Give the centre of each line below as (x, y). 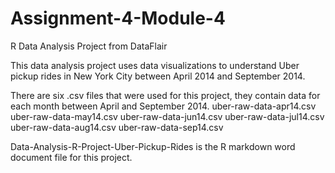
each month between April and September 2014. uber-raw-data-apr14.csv (163, 106)
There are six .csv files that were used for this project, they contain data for (165, 95)
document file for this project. (71, 157)
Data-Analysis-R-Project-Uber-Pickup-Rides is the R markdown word (153, 146)
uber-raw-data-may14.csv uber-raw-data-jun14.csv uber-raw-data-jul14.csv (167, 116)
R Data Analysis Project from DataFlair (89, 46)
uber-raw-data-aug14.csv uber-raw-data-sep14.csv (117, 127)
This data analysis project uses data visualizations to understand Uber (155, 65)
